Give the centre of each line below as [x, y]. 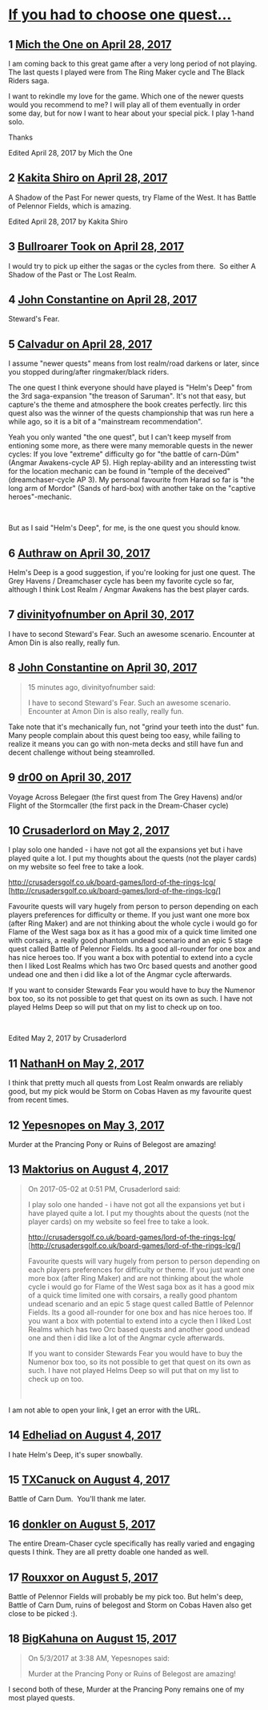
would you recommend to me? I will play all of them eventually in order [124, 105]
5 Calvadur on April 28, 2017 [80, 344]
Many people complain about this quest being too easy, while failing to [124, 735]
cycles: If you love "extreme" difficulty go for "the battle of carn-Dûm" [124, 454]
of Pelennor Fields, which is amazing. [70, 205]
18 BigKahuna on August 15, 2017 [93, 1639]
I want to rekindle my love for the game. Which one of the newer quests [126, 96]
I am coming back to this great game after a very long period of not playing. [133, 63]
